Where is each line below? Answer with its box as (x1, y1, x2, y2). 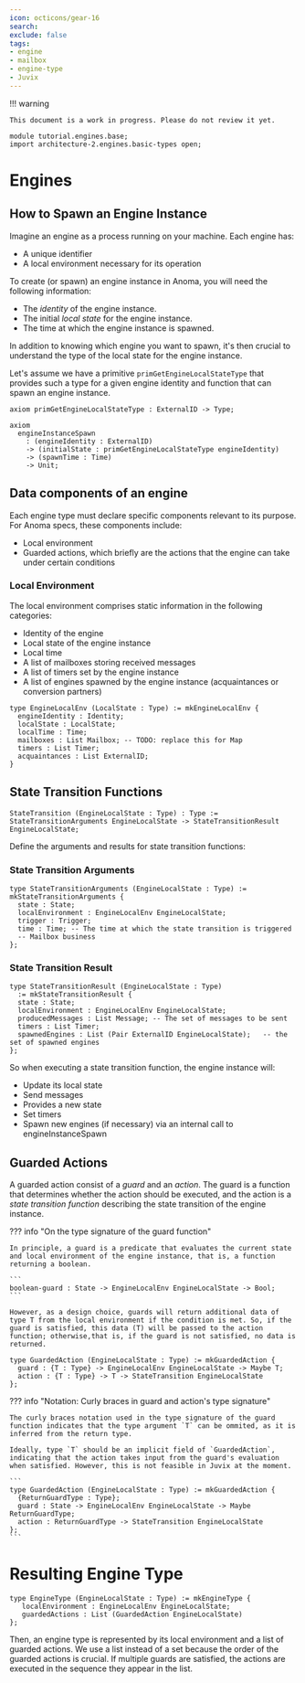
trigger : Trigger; (17, 916, 92, 925)
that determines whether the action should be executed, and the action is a (9, 1189, 292, 1200)
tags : (9, 38, 30, 48)
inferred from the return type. (9, 1430, 132, 1439)
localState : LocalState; (17, 719, 117, 729)
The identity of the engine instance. (22, 303, 157, 314)
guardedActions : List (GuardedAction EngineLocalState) (21, 1610, 244, 1619)
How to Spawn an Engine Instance (9, 207, 207, 222)
